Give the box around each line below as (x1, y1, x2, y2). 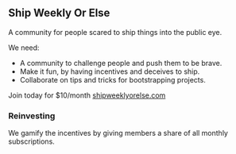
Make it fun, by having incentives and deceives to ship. (19, 67, 200, 76)
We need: (8, 43, 40, 52)
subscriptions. (8, 137, 56, 146)
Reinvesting (8, 110, 56, 121)
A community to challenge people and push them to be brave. (19, 58, 222, 67)
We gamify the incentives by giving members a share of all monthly (8, 129, 229, 138)
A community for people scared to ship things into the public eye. (8, 27, 222, 37)
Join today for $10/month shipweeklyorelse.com (8, 90, 166, 100)
